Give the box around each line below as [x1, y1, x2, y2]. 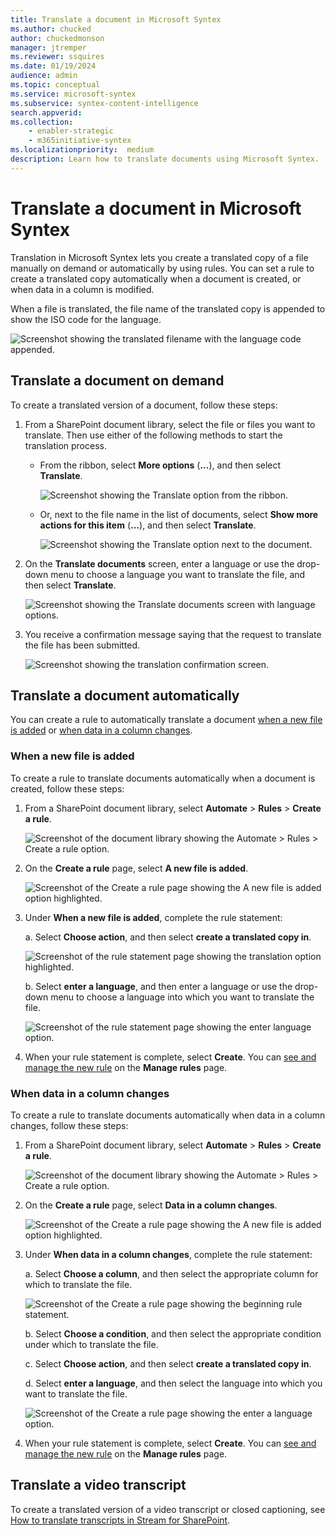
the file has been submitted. [24, 639, 141, 651]
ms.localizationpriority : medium [10, 145, 155, 155]
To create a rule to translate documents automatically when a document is [10, 772, 316, 784]
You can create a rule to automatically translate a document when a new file [10, 714, 323, 726]
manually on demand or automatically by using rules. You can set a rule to [10, 262, 315, 274]
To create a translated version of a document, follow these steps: [10, 399, 278, 411]
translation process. [24, 439, 107, 451]
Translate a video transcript [10, 1477, 187, 1494]
